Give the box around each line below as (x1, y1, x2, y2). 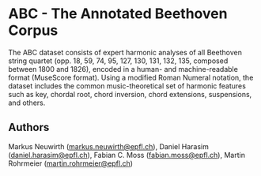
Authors (8, 121, 50, 134)
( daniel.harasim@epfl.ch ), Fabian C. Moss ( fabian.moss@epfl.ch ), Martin (8, 150, 245, 159)
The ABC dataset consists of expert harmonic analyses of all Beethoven (8, 47, 243, 57)
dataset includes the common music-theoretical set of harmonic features (8, 81, 247, 91)
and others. (8, 98, 46, 107)
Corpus (8, 21, 59, 39)
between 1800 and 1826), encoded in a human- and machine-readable (8, 64, 239, 73)
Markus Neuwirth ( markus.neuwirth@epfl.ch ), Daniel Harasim (8, 141, 210, 151)
